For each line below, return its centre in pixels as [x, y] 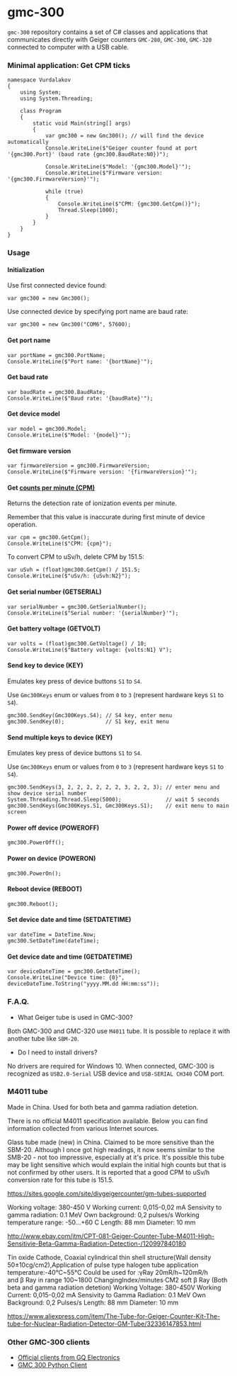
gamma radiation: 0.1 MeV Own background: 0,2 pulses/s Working [103, 1214]
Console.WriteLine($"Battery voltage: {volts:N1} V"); [90, 650]
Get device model [34, 414]
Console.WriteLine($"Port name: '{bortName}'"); [80, 361]
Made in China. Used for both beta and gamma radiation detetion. [103, 1107]
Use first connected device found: [57, 286]
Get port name [29, 340]
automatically [28, 142]
